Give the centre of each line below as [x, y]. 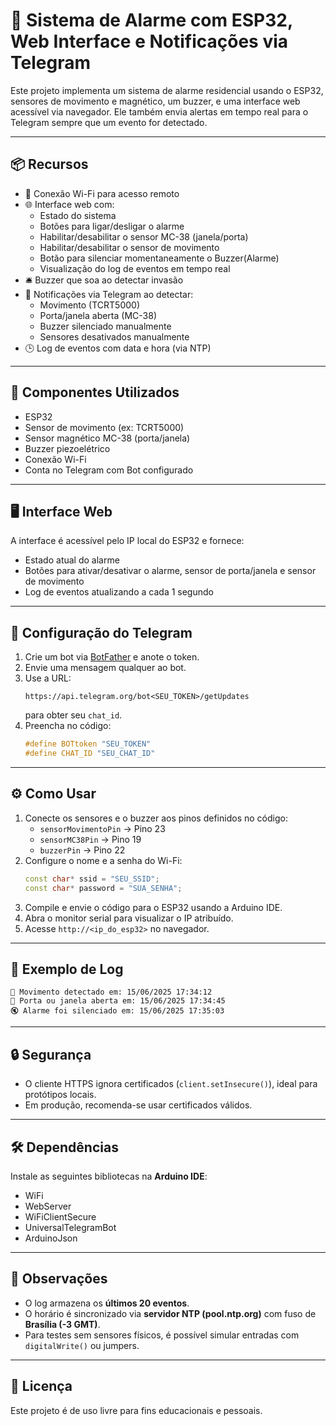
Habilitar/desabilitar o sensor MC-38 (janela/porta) [144, 236]
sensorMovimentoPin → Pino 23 [102, 828]
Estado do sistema [78, 215]
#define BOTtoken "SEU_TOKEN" [88, 744]
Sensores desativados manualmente [114, 336]
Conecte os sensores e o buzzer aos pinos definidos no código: [156, 818]
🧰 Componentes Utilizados [95, 392]
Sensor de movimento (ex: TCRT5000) [104, 427]
